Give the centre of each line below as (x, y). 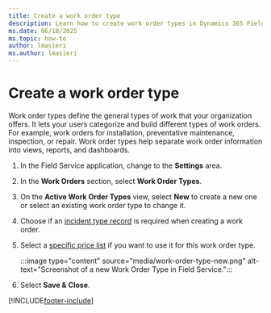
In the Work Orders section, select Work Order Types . (111, 181)
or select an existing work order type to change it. (103, 205)
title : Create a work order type (65, 16)
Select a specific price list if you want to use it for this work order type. (138, 245)
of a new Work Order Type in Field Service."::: (156, 269)
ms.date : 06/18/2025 (43, 31)
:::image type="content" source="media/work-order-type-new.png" (133, 261)
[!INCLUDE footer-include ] (51, 300)
